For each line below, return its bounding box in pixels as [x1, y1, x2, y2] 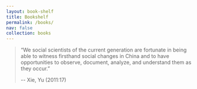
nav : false [6, 25, 33, 31]
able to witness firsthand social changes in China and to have [20, 53, 169, 60]
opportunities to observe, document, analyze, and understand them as [20, 59, 192, 66]
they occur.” [20, 65, 50, 72]
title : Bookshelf [6, 14, 49, 20]
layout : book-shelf [6, 8, 54, 15]
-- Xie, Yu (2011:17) [20, 77, 66, 84]
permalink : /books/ [6, 19, 54, 25]
